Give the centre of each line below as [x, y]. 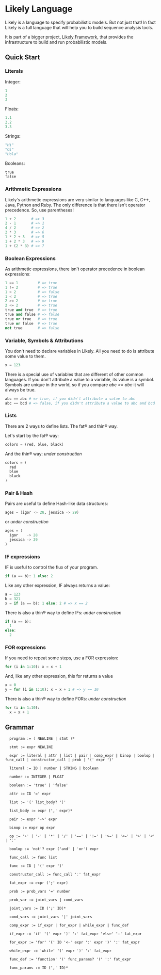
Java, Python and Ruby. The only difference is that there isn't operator [75, 205]
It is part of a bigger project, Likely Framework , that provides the [69, 37]
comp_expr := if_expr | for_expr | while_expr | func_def [69, 925]
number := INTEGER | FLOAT [37, 777]
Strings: [13, 136]
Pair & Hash [19, 493]
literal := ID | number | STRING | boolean [54, 768]
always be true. [20, 390]
